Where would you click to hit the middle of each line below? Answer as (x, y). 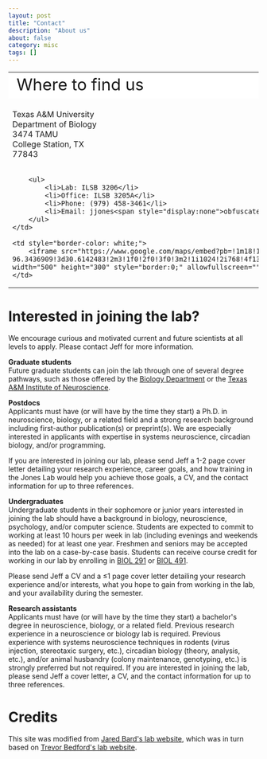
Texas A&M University (53, 115)
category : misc (33, 45)
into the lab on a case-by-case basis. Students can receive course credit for (133, 552)
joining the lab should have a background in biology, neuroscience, (118, 518)
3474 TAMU (35, 135)
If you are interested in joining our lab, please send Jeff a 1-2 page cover (127, 461)
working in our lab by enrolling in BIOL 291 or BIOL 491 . (98, 561)
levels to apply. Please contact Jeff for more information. (101, 346)
